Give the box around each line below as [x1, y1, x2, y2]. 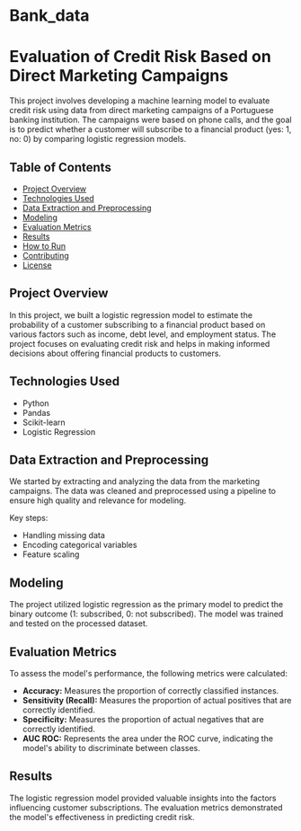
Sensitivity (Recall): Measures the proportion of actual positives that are [22, 695, 292, 705]
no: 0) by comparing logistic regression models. [9, 134, 187, 145]
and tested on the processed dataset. [9, 618, 148, 629]
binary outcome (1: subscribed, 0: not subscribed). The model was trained [9, 608, 284, 620]
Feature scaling [22, 549, 80, 560]
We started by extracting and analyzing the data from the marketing [9, 476, 261, 487]
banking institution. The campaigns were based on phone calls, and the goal [9, 114, 292, 126]
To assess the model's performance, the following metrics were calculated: [9, 668, 288, 678]
